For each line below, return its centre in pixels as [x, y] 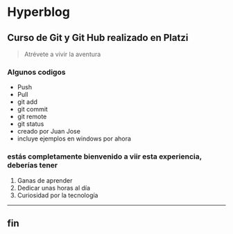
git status [31, 124]
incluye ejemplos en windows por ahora [74, 138]
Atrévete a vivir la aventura [62, 54]
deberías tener [32, 165]
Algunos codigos [36, 72]
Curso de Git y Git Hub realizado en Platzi [98, 38]
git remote [32, 117]
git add [27, 102]
